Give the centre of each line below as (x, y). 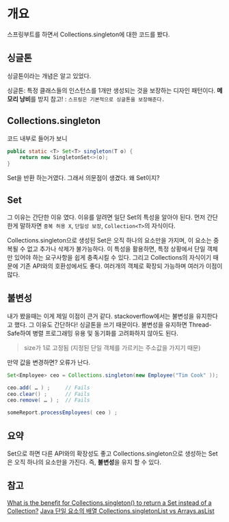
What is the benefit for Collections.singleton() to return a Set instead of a (109, 502)
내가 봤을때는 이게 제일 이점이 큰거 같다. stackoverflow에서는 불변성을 (101, 316)
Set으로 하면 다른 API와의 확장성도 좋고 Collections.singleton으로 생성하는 (107, 453)
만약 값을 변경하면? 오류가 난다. (49, 362)
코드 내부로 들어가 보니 (37, 138)
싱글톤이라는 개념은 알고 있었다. (49, 75)
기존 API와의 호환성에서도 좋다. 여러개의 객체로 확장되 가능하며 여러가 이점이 (121, 266)
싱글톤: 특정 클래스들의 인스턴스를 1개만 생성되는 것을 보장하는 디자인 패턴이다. (111, 90)
